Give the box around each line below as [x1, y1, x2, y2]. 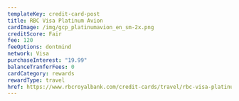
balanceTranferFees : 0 [7, 63, 75, 70]
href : [7, 83, 23, 90]
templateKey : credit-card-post [7, 10, 100, 18]
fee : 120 [7, 37, 33, 44]
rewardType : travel [7, 76, 65, 84]
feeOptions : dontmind [7, 43, 72, 51]
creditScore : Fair [7, 30, 62, 38]
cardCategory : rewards [7, 70, 75, 77]
